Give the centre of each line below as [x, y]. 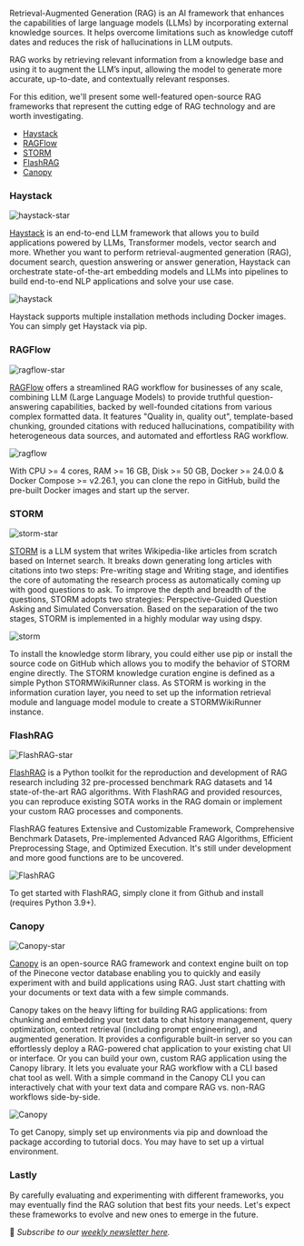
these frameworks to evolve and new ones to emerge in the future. [134, 1214]
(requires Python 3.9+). [53, 902]
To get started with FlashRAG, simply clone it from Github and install [137, 893]
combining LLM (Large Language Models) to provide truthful [123, 397]
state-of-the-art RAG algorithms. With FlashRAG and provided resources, [146, 792]
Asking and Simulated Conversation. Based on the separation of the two [144, 609]
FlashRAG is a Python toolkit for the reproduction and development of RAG [148, 773]
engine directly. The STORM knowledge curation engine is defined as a [142, 673]
